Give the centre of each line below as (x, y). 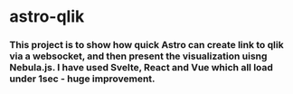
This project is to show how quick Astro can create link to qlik (146, 45)
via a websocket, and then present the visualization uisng (138, 56)
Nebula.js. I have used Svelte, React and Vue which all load (142, 68)
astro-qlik (47, 17)
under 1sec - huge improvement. (82, 79)
